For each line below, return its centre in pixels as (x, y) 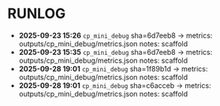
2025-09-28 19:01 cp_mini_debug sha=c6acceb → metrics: (115, 85)
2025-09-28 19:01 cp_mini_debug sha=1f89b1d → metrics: (113, 68)
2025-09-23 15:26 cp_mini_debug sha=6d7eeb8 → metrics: (116, 35)
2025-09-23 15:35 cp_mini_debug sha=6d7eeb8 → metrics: (116, 52)
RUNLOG (37, 14)
